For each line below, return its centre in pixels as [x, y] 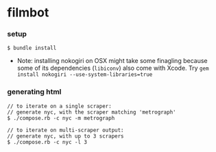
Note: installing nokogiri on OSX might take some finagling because [112, 61]
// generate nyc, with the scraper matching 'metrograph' [92, 112]
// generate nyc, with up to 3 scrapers [66, 136]
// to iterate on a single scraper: [59, 106]
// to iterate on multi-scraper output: [66, 130]
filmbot [28, 13]
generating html [34, 92]
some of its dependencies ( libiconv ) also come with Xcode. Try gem [113, 68]
